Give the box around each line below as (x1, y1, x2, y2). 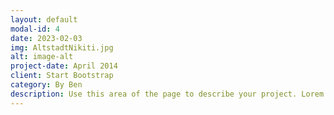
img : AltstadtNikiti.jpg (10, 42, 114, 53)
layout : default (10, 14, 78, 25)
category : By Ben (10, 80, 83, 90)
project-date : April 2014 (10, 61, 118, 71)
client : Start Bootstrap (10, 71, 114, 81)
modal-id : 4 (10, 24, 60, 34)
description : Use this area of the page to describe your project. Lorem (10, 89, 325, 99)
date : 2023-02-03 (10, 33, 83, 43)
